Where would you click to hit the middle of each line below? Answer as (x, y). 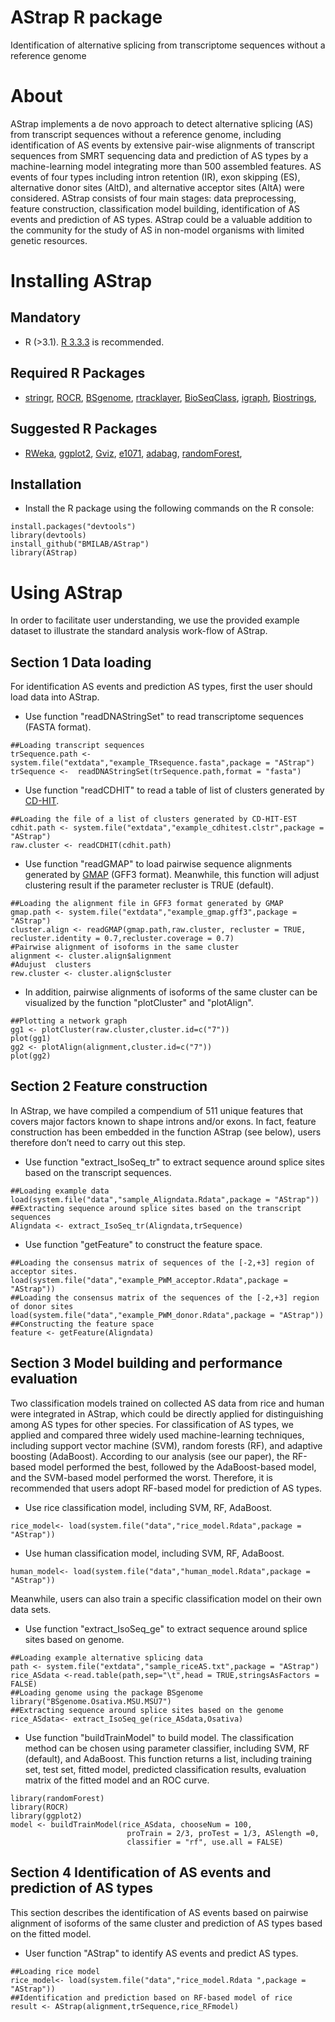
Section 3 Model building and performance (146, 1363)
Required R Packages (78, 373)
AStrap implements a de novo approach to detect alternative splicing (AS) (162, 123)
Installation (46, 484)
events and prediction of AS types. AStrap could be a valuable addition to (161, 219)
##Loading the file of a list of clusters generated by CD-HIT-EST (154, 819)
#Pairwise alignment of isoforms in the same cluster (125, 947)
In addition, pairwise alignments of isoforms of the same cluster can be (171, 992)
